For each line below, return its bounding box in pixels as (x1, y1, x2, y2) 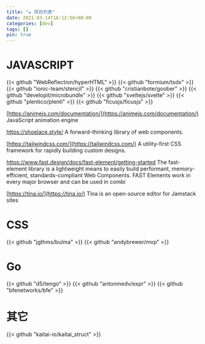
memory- (171, 165, 195, 172)
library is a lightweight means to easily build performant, (28, 165, 171, 172)
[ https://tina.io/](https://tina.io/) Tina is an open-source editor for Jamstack (6, 190, 196, 197)
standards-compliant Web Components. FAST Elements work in (29, 172, 191, 179)
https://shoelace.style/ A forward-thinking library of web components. (6, 128, 184, 136)
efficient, (6, 172, 29, 179)
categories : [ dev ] (6, 20, 53, 26)
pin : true (6, 32, 32, 38)
